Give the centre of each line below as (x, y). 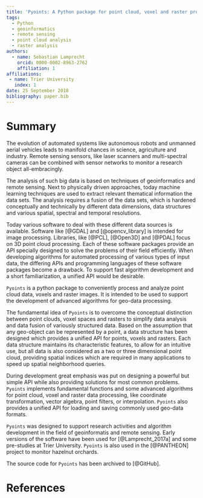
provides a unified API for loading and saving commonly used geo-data (95, 408)
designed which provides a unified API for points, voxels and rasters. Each (99, 338)
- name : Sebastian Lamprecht (48, 57)
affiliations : (24, 74)
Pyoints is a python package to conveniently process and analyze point (95, 288)
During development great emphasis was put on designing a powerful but (98, 376)
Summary (31, 126)
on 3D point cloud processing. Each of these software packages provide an (100, 244)
